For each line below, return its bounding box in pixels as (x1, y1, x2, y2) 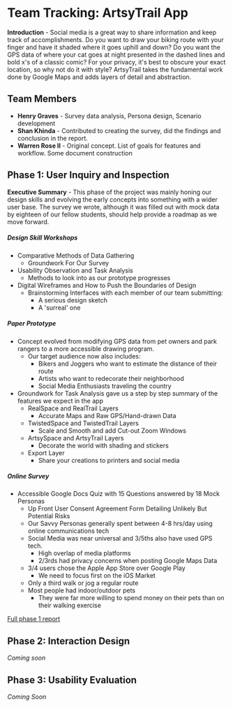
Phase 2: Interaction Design (7, 635, 130, 647)
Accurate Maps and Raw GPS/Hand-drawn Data (38, 411, 176, 419)
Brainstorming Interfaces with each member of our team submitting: (27, 289, 223, 297)
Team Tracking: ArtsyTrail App (7, 5, 188, 21)
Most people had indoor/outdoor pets (27, 586, 136, 595)
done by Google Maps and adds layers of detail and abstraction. (7, 72, 192, 81)
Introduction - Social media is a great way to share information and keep (7, 28, 217, 36)
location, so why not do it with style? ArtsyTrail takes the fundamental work (7, 65, 223, 74)
